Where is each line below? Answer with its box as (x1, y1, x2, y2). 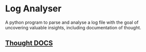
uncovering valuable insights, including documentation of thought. (5, 24, 142, 30)
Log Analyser (5, 3, 62, 14)
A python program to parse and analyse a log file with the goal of (5, 19, 139, 25)
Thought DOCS (5, 39, 53, 48)
